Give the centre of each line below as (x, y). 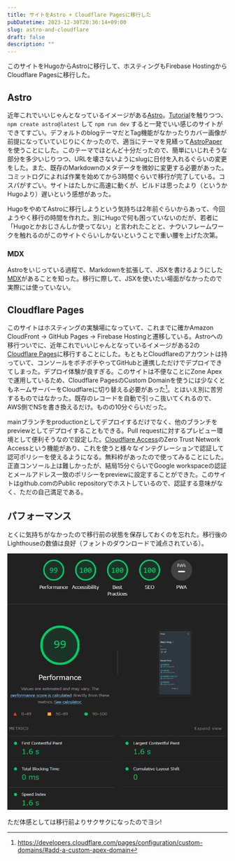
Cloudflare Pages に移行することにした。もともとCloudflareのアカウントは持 (117, 354)
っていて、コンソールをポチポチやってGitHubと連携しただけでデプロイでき (115, 363)
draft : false (26, 37)
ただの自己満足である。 (53, 491)
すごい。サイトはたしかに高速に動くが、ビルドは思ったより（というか (127, 185)
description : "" (31, 45)
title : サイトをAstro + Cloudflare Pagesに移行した (79, 15)
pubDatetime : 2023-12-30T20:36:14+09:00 (67, 22)
